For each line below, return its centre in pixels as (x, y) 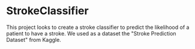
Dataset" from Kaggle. (34, 40)
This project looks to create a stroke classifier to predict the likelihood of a (98, 27)
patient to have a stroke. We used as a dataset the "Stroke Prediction (91, 33)
